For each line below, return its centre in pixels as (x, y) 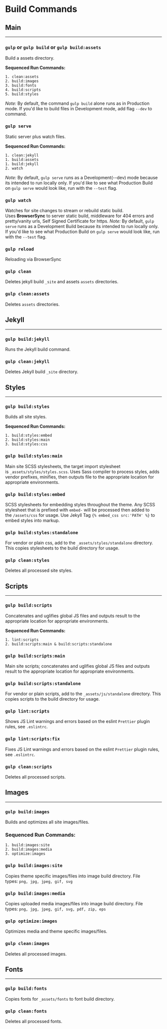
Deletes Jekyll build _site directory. (42, 372)
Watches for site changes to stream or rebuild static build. (64, 210)
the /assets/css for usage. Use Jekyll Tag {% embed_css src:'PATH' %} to (80, 515)
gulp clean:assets (27, 294)
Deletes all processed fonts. (34, 1022)
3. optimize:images (25, 854)
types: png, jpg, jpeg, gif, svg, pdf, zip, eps (56, 909)
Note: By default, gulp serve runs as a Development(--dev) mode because (82, 177)
